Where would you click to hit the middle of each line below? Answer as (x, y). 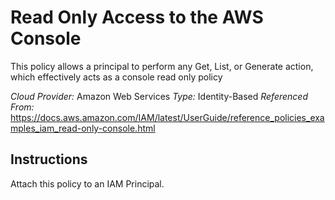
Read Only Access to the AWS (137, 17)
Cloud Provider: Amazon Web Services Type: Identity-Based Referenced (159, 96)
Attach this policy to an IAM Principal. (87, 183)
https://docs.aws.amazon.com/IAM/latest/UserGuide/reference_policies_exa (167, 117)
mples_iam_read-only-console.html (83, 128)
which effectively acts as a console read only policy (116, 77)
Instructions (49, 159)
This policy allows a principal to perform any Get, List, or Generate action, (162, 66)
